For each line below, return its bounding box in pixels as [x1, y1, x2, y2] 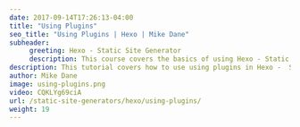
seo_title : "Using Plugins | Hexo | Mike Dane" [9, 30, 190, 38]
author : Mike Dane [9, 72, 78, 80]
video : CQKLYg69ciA [9, 88, 82, 97]
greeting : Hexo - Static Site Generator [29, 47, 181, 55]
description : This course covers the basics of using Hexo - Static [29, 55, 290, 63]
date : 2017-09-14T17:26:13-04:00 [9, 13, 134, 22]
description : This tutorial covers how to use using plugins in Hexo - [9, 63, 281, 72]
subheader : [9, 38, 50, 47]
